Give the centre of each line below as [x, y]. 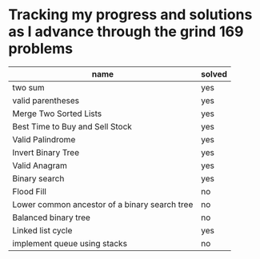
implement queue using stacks [70, 243]
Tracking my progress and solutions [130, 15]
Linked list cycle [42, 230]
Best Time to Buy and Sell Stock [72, 126]
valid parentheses [46, 100]
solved [214, 74]
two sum [29, 87]
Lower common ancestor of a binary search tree [103, 204]
